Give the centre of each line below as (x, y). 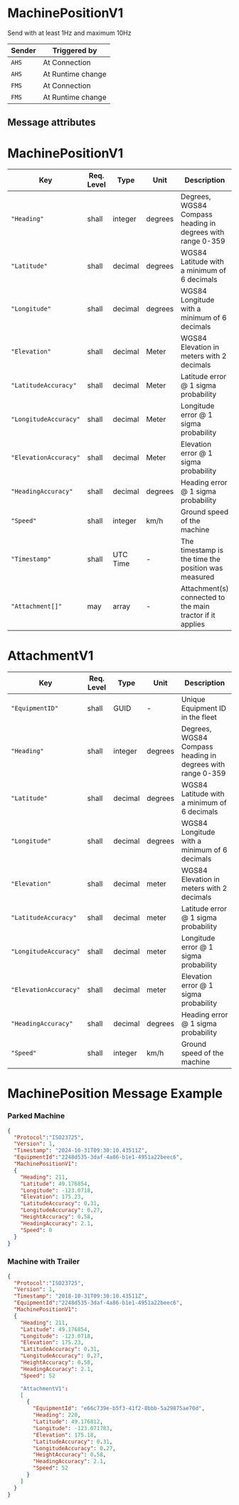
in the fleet (199, 718)
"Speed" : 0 (36, 1230)
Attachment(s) (205, 589)
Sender (24, 50)
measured (197, 577)
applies (192, 624)
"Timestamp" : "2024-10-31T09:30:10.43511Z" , (81, 1151)
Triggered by (75, 50)
